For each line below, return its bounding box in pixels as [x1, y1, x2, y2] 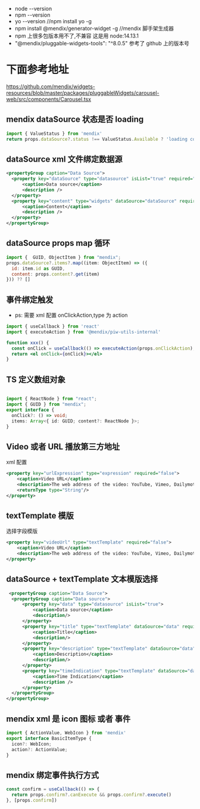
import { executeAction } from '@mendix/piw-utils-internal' [6, 329, 161, 335]
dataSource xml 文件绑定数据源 [6, 154, 123, 164]
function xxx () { [6, 339, 49, 345]
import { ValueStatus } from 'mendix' [6, 131, 102, 137]
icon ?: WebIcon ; [11, 741, 52, 747]
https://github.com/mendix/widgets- [6, 83, 95, 90]
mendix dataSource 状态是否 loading [6, 115, 144, 125]
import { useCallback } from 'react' [6, 323, 100, 330]
